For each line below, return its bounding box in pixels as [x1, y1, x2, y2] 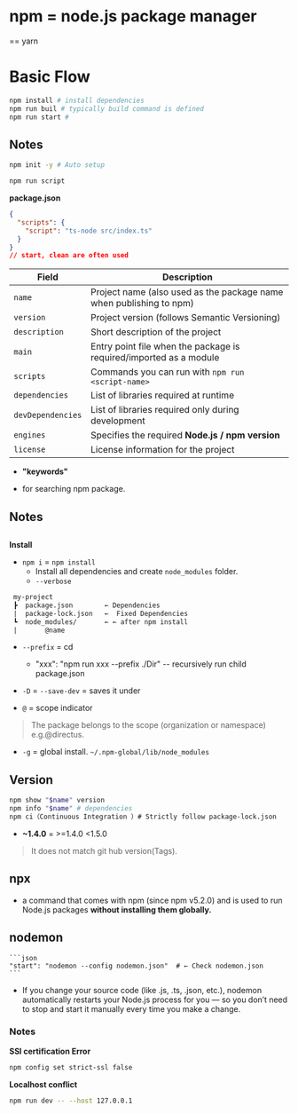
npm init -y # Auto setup [9, 161, 105, 170]
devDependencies [13, 410, 82, 421]
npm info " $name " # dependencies [9, 804, 133, 813]
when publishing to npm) [90, 297, 195, 310]
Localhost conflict [9, 1078, 78, 1089]
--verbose [35, 577, 73, 587]
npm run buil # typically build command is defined [9, 104, 204, 113]
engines [13, 431, 46, 440]
